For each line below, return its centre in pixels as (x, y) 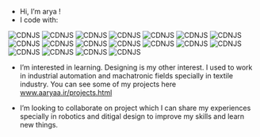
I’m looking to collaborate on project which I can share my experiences (135, 108)
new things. (38, 125)
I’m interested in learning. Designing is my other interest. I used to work (136, 67)
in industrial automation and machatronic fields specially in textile (126, 76)
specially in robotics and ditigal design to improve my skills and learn (132, 116)
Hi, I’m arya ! (40, 11)
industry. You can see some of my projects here (98, 84)
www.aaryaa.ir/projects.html (66, 93)
